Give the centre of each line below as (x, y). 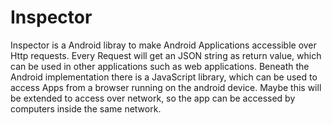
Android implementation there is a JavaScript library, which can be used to (164, 77)
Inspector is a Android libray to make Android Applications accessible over (163, 45)
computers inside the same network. (86, 108)
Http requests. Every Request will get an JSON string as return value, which (166, 55)
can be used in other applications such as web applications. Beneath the (160, 66)
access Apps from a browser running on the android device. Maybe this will (166, 87)
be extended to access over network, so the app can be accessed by (153, 98)
